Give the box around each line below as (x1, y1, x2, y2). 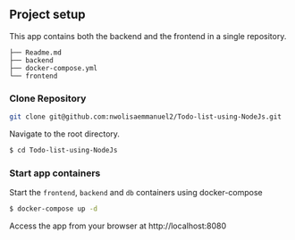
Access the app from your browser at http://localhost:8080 (9, 220, 227, 231)
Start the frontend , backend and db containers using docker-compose (9, 187, 263, 198)
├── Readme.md (9, 48, 63, 57)
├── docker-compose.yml (9, 63, 98, 72)
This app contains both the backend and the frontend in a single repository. (9, 30, 287, 41)
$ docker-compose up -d (9, 204, 98, 213)
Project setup (9, 7, 87, 22)
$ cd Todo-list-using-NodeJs (9, 145, 118, 154)
